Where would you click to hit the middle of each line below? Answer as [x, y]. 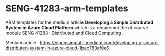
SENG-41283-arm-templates [67, 9]
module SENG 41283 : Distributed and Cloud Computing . [64, 33]
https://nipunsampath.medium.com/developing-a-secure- [100, 42]
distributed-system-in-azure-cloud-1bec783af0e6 [57, 48]
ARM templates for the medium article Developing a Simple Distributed [79, 22]
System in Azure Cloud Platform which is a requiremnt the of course [77, 27]
